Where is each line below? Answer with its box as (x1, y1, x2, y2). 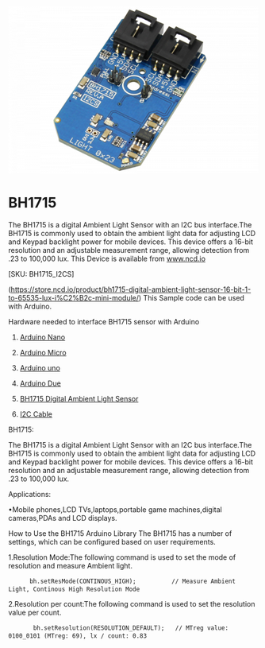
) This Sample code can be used (138, 293, 244, 302)
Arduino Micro (19, 347, 67, 357)
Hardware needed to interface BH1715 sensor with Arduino (8, 316, 200, 326)
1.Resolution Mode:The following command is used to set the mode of (8, 552, 236, 562)
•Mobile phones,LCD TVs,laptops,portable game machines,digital (8, 504, 222, 514)
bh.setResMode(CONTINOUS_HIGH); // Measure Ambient (29, 577, 236, 585)
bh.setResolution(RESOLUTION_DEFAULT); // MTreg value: (33, 623, 229, 632)
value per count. (8, 607, 62, 617)
